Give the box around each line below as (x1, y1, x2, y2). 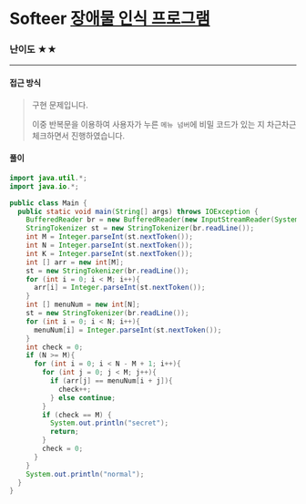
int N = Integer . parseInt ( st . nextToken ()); (25, 241, 194, 251)
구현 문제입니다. (31, 99, 88, 110)
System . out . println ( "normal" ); (25, 469, 145, 478)
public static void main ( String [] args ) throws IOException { (17, 207, 259, 216)
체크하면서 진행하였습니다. (31, 129, 126, 141)
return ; (49, 427, 79, 437)
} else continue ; (49, 393, 117, 402)
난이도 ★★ (9, 43, 57, 56)
